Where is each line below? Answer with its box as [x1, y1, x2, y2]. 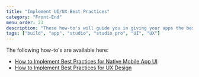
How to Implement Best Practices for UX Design [14, 64, 132, 71]
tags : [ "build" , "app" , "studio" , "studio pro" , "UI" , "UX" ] [6, 31, 161, 36]
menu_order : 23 [6, 19, 44, 25]
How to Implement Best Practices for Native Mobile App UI [14, 58, 158, 65]
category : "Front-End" [6, 14, 62, 20]
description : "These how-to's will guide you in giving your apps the [6, 25, 184, 31]
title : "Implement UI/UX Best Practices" [6, 8, 110, 15]
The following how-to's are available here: [6, 46, 109, 53]
